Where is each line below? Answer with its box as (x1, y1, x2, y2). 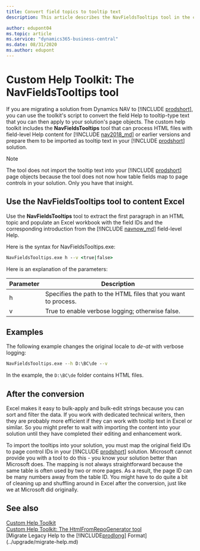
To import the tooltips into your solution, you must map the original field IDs (6, 442, 191, 448)
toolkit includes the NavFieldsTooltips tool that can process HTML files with (6, 124, 193, 131)
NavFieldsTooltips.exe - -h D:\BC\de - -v (6, 361, 108, 367)
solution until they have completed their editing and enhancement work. (6, 430, 183, 437)
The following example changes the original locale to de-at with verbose (6, 343, 184, 350)
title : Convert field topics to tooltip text (6, 8, 121, 15)
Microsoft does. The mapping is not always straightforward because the (6, 461, 183, 467)
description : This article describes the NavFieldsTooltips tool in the (6, 14, 190, 20)
